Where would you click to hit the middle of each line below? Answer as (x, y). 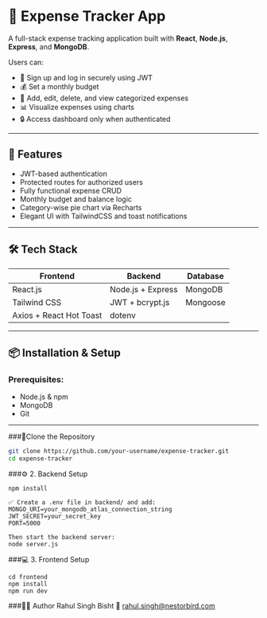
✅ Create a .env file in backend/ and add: (82, 503)
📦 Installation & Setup (65, 352)
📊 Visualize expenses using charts (77, 107)
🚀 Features (35, 154)
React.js (27, 289)
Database (205, 276)
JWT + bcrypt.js (140, 302)
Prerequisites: (36, 379)
